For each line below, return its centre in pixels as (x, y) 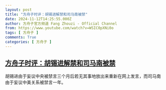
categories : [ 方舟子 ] (28, 42)
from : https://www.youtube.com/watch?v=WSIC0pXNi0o (59, 28)
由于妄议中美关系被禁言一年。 (35, 82)
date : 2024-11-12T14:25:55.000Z (38, 19)
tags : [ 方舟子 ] (22, 33)
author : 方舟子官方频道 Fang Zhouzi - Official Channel (61, 23)
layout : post (19, 10)
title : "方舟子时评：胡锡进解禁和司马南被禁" (46, 14)
